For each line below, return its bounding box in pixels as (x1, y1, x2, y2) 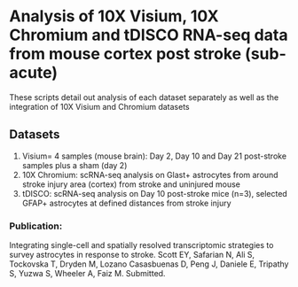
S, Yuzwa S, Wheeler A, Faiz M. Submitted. (9, 268, 166, 279)
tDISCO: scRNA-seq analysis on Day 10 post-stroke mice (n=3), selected (21, 188, 288, 198)
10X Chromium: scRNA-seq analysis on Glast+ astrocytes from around (21, 169, 278, 180)
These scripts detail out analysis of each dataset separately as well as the (9, 91, 279, 103)
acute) (9, 63, 59, 83)
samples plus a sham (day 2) (21, 159, 128, 170)
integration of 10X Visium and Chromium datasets (9, 101, 190, 112)
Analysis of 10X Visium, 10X (9, 6, 219, 27)
